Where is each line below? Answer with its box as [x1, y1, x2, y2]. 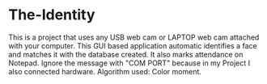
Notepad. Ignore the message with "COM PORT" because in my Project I [8, 58, 251, 68]
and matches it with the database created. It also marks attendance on [8, 49, 244, 59]
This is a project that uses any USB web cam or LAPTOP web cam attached [8, 32, 260, 42]
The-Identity [8, 6, 95, 24]
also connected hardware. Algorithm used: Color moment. [8, 66, 202, 76]
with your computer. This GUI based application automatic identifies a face [8, 40, 257, 50]
